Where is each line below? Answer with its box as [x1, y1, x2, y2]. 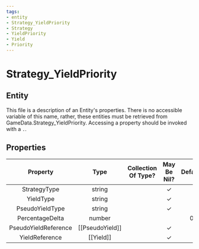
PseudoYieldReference [9, 224, 72, 232]
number [88, 214, 111, 222]
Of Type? [129, 171, 156, 180]
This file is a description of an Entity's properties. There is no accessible [6, 106, 182, 113]
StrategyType [21, 185, 60, 193]
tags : [6, 8, 20, 15]
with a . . [6, 125, 27, 132]
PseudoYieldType [16, 204, 65, 212]
